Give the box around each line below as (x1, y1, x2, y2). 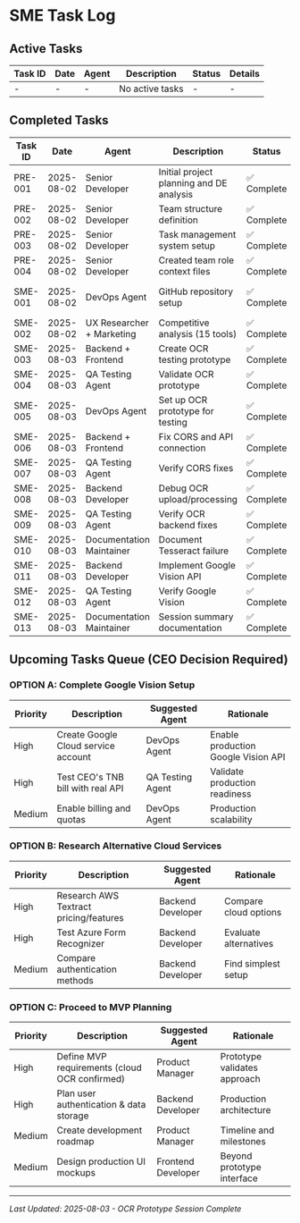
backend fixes (158, 519, 218, 531)
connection (158, 442, 206, 454)
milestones (220, 1135, 266, 1148)
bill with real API (56, 781, 124, 794)
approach (220, 1073, 261, 1085)
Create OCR (158, 342, 209, 354)
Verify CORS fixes (158, 461, 234, 474)
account (56, 750, 91, 763)
